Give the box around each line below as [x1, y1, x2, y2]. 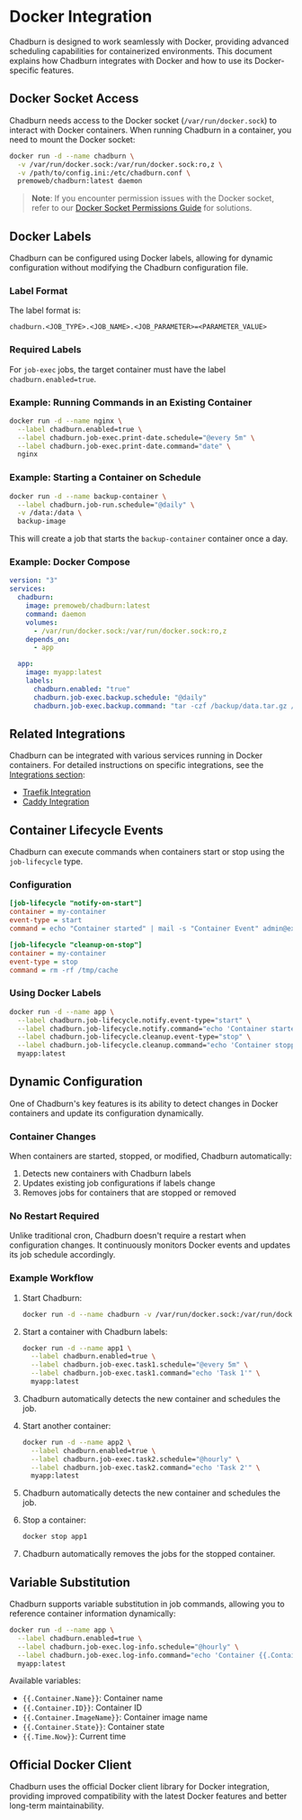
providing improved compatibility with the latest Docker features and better [9, 1791, 288, 1802]
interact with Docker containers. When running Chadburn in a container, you [9, 124, 292, 135]
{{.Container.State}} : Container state [22, 1722, 164, 1733]
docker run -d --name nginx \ [9, 416, 123, 425]
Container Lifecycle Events [9, 822, 164, 837]
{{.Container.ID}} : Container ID [22, 1702, 142, 1714]
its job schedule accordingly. [9, 1249, 116, 1260]
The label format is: [9, 305, 81, 316]
